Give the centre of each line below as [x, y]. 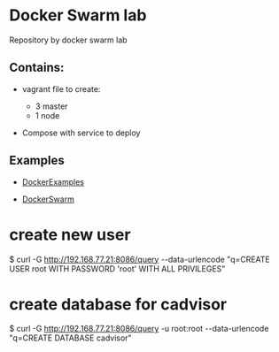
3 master [51, 106]
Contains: [37, 68]
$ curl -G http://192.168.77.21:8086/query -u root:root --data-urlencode [139, 329]
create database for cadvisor [118, 304]
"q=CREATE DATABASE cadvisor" [70, 338]
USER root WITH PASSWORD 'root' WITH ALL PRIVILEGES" [117, 268]
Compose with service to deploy [81, 133]
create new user [70, 234]
